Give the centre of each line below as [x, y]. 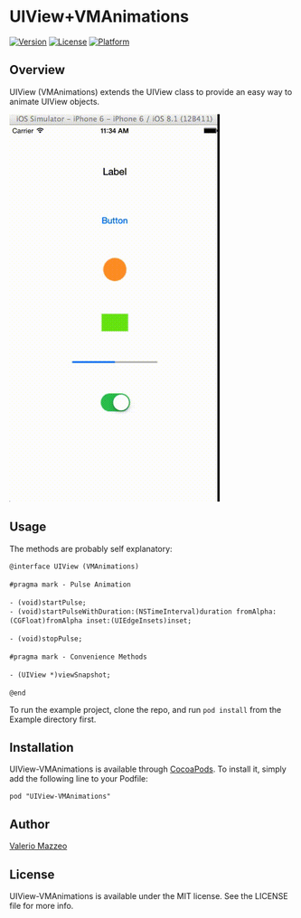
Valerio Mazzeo [38, 846]
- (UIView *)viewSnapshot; [60, 675]
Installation [42, 747]
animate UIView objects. [55, 101]
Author [29, 824]
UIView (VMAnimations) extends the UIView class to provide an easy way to [151, 91]
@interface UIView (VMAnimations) [75, 567]
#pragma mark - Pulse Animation [70, 585]
